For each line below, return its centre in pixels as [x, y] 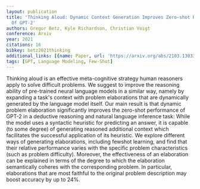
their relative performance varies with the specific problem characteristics [97, 148]
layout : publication [32, 12]
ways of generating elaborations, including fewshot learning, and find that [97, 141]
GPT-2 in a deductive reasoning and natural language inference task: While [98, 116]
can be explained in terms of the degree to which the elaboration [86, 160]
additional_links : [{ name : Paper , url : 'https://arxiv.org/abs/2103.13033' [102, 56]
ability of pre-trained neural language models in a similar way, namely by [95, 91]
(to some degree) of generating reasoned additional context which [88, 129]
